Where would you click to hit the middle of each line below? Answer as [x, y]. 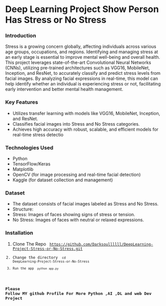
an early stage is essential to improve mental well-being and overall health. [83, 57]
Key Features [22, 103]
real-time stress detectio [38, 135]
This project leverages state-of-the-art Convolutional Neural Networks [78, 63]
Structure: [23, 209]
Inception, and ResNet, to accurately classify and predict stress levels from [83, 73]
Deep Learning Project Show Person [82, 9]
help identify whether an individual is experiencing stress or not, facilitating [83, 84]
